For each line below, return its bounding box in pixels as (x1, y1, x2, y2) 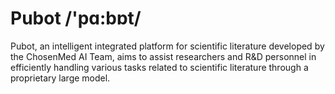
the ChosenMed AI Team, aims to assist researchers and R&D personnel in (10, 50, 317, 62)
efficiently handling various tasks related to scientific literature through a (10, 61, 309, 73)
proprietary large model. (10, 72, 111, 84)
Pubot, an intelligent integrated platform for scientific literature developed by (10, 40, 325, 52)
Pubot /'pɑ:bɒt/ (10, 7, 142, 30)
